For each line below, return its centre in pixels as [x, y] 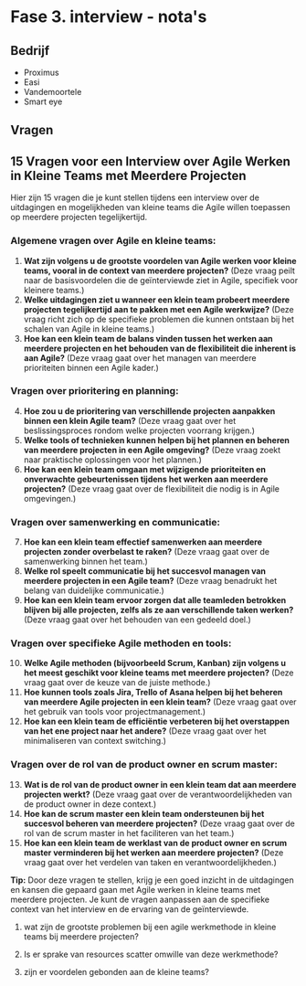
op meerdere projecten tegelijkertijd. [79, 217]
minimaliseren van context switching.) [95, 741]
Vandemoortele [53, 92]
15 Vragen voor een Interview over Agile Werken [151, 161]
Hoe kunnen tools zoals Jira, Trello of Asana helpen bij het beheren [153, 693]
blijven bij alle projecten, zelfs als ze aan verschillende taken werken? [158, 610]
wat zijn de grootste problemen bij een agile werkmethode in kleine [150, 927]
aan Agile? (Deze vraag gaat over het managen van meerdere [140, 357]
